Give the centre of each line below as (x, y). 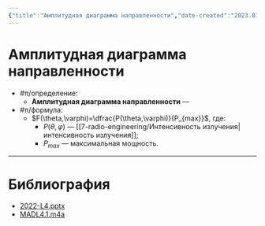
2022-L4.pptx (42, 206)
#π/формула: (41, 109)
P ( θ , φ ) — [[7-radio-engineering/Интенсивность (122, 126)
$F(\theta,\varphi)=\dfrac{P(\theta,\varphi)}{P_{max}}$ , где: (129, 118)
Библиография (59, 184)
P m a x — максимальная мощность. (101, 144)
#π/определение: (49, 93)
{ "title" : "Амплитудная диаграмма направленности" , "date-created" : (119, 15)
